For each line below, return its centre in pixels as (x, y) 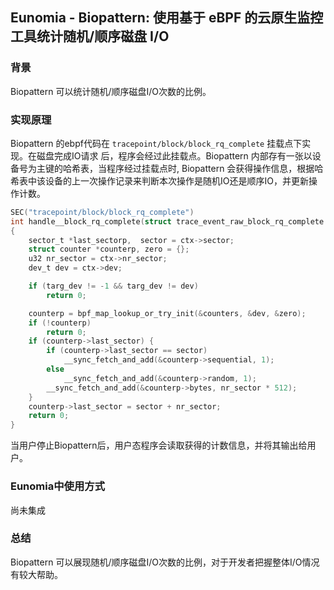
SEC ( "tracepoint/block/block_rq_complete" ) (102, 212)
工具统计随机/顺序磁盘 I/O (90, 36)
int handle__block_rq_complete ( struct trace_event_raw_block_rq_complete (167, 221)
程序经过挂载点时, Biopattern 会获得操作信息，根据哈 (215, 168)
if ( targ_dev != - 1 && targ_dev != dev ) (113, 286)
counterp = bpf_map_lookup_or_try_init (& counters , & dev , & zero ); (167, 313)
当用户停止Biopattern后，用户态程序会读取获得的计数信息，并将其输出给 (159, 445)
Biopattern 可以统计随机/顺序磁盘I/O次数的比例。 (111, 91)
